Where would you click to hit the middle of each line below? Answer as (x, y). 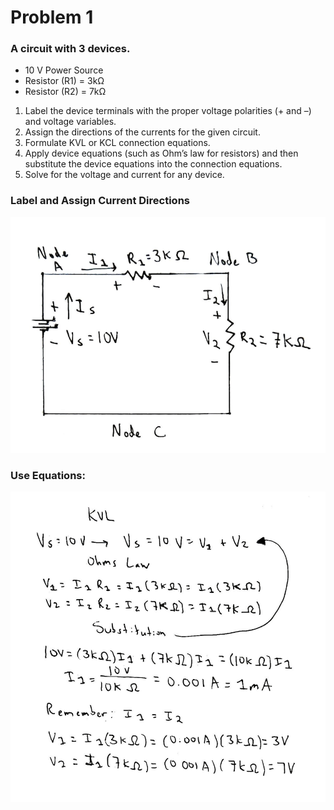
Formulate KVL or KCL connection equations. (117, 143)
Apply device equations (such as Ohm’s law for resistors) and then (161, 153)
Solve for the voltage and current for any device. (124, 175)
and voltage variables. (70, 122)
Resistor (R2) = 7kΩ (65, 92)
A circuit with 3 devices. (70, 49)
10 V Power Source (64, 70)
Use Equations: (48, 475)
